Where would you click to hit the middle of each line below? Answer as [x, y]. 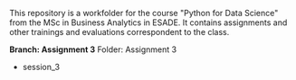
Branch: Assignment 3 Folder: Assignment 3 [93, 49]
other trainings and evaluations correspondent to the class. [119, 32]
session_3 [41, 67]
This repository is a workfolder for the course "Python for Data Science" [144, 13]
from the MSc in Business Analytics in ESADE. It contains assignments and [148, 22]
